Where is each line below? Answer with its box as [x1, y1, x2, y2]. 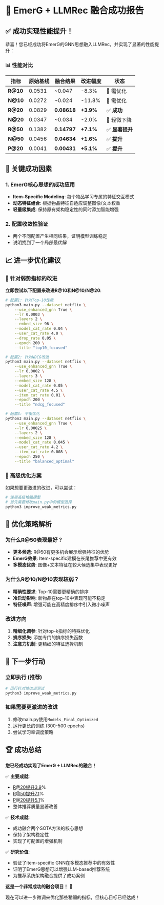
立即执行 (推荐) [5, 674, 43, 681]
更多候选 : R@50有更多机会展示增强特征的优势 [12, 549, 109, 555]
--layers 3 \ [14, 373, 43, 379]
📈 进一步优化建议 [5, 256, 61, 264]
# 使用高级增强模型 [5, 495, 41, 500]
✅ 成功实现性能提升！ [5, 27, 73, 35]
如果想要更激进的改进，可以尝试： [5, 485, 77, 491]
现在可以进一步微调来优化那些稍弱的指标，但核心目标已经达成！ [5, 894, 140, 900]
